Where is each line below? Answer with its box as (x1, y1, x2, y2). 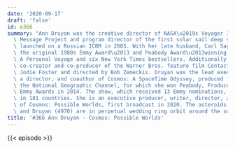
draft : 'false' (7, 17, 52, 24)
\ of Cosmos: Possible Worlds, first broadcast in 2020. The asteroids (13, 101, 227, 108)
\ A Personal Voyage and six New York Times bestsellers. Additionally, (13, 56, 230, 63)
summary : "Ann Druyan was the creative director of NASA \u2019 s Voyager (7, 29, 224, 37)
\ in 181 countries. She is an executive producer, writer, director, (13, 95, 224, 102)
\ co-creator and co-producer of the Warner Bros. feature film (13, 62, 205, 69)
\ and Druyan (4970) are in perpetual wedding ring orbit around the (13, 108, 220, 115)
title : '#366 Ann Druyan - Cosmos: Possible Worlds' (7, 114, 164, 121)
